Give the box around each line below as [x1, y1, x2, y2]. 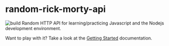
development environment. [5, 25, 62, 31]
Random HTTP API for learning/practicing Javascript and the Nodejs [22, 20, 164, 26]
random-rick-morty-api [5, 3, 106, 15]
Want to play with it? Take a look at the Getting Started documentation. [5, 35, 153, 41]
